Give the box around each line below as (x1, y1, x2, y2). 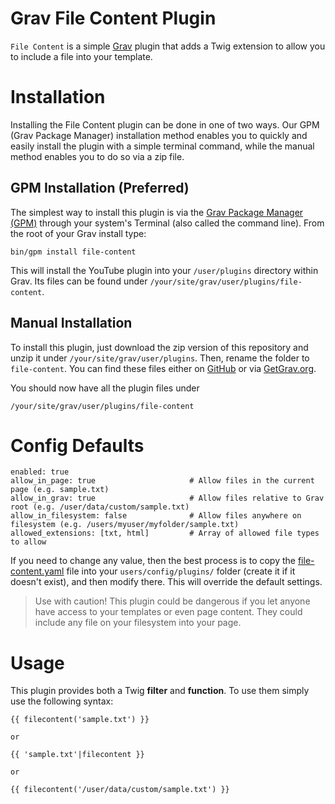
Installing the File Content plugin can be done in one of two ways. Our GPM (10, 118, 320, 131)
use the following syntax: (10, 695, 114, 707)
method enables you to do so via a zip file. (10, 150, 185, 162)
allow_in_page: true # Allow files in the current (10, 476, 315, 486)
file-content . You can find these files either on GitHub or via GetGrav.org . (10, 362, 317, 374)
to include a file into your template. (10, 50, 153, 62)
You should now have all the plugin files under (10, 382, 200, 394)
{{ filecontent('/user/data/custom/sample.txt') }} (10, 785, 230, 795)
